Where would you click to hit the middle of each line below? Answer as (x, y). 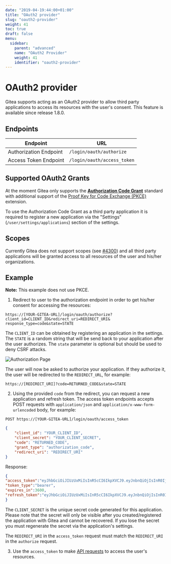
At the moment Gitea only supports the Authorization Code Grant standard (84, 190)
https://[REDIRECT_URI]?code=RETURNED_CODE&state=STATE (66, 384)
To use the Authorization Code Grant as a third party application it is (77, 211)
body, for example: (56, 410)
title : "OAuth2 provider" (33, 15)
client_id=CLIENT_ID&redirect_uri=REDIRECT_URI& (58, 319)
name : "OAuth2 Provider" (41, 53)
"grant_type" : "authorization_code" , (54, 447)
